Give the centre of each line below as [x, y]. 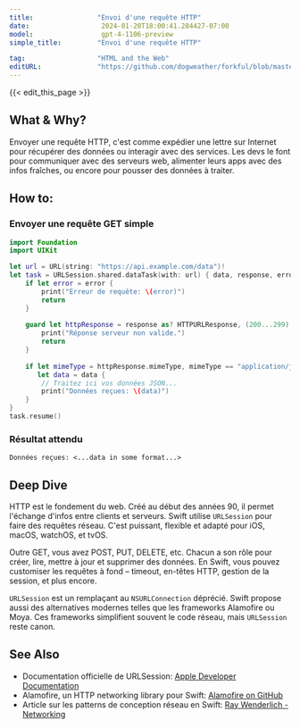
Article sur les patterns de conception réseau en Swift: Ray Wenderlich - [155, 704]
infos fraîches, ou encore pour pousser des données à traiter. [122, 170]
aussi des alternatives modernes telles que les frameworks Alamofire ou [142, 607]
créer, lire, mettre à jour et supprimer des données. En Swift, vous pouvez [145, 561]
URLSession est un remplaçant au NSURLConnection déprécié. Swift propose [146, 598]
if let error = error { [70, 283]
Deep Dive [38, 485]
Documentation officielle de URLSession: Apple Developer [129, 676]
